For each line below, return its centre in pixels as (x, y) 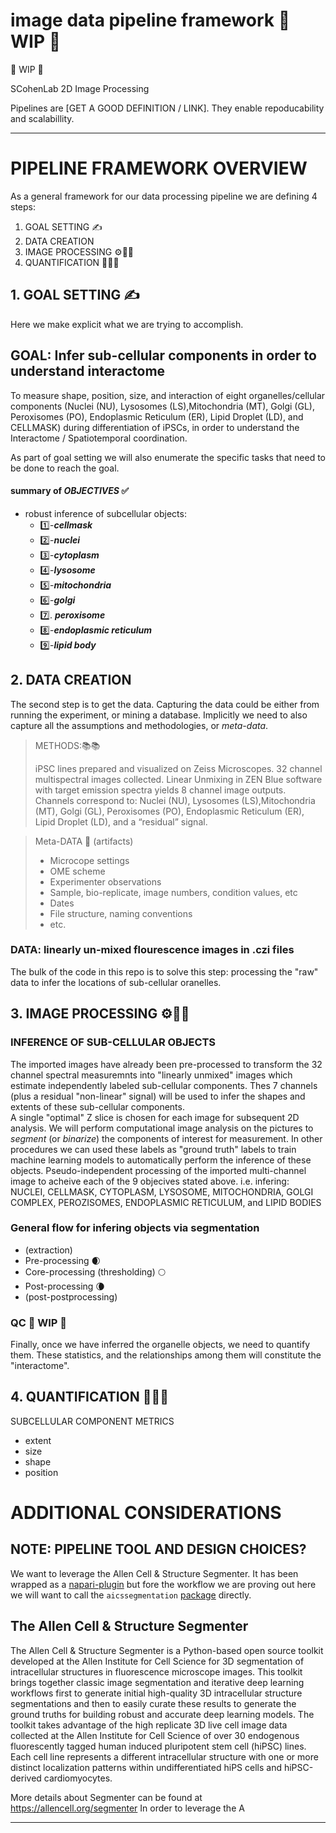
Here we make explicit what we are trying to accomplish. (127, 324)
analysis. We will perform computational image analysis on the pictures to (162, 1128)
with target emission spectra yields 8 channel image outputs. (160, 790)
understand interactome (88, 371)
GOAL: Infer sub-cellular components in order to (163, 355)
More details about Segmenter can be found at (106, 1797)
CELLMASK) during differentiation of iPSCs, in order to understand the (155, 427)
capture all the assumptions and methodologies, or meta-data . (139, 725)
